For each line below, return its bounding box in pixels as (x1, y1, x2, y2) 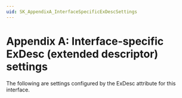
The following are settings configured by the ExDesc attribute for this (6, 79, 176, 87)
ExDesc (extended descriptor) (6, 47, 159, 60)
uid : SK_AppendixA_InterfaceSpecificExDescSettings (6, 8, 137, 15)
